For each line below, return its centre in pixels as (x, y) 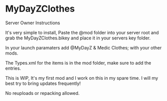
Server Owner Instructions (33, 23)
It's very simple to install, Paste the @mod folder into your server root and (82, 32)
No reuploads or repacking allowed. (43, 93)
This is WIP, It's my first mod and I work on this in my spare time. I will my (82, 78)
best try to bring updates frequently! (43, 83)
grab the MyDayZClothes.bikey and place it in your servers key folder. (78, 38)
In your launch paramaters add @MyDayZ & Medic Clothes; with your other (83, 47)
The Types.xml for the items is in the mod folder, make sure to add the (78, 63)
